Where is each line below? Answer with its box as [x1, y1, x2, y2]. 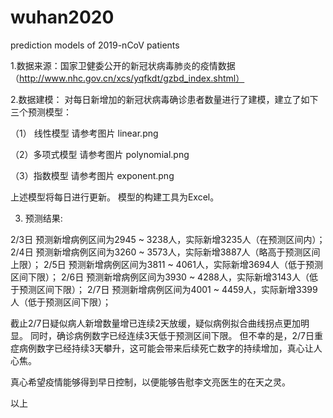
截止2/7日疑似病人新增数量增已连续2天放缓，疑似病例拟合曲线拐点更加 [10, 317, 302, 329]
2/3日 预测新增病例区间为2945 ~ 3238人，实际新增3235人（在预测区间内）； [10, 233, 326, 245]
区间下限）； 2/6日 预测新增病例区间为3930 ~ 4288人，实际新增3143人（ [10, 271, 310, 283]
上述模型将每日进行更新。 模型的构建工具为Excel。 [10, 191, 220, 203]
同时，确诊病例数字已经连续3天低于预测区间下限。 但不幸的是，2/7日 [29, 329, 315, 341]
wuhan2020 [10, 6, 115, 29]
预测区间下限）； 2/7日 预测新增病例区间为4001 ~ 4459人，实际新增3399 [18, 283, 318, 295]
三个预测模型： [10, 106, 72, 118]
